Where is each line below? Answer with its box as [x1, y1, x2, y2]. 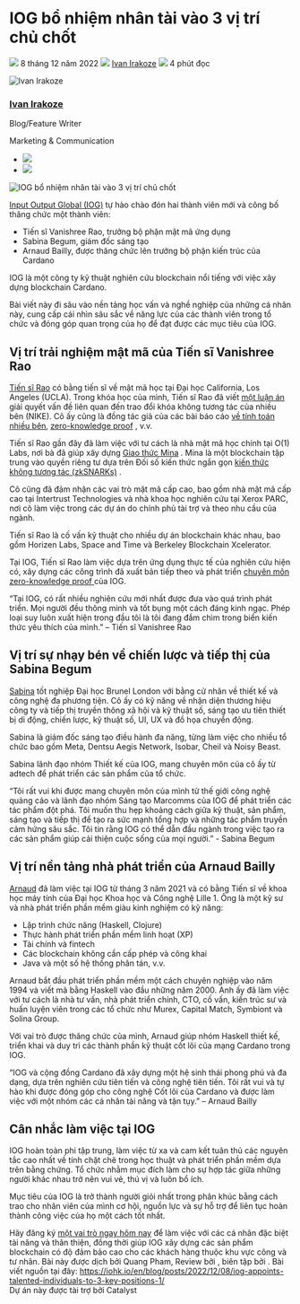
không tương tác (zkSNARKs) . [9, 467, 123, 477]
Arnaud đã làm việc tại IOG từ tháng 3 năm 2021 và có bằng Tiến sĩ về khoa [9, 883, 287, 894]
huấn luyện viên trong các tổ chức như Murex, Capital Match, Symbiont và [9, 1003, 283, 1014]
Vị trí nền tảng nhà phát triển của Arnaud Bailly [9, 859, 276, 874]
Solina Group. [9, 1013, 60, 1024]
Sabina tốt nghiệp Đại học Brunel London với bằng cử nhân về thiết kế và [9, 686, 279, 696]
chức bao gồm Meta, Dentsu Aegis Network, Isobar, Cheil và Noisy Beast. [9, 740, 281, 752]
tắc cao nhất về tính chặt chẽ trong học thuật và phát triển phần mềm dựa [9, 1155, 282, 1166]
